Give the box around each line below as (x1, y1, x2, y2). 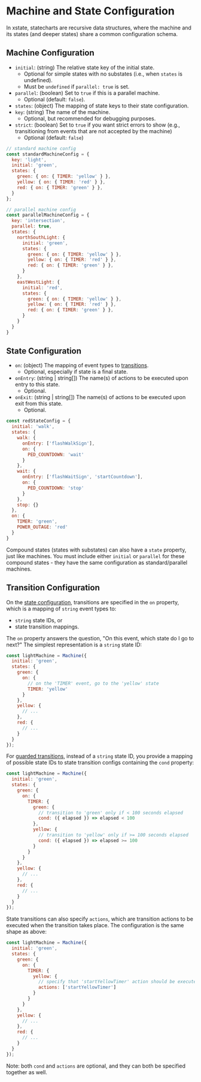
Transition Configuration (6, 583, 100, 593)
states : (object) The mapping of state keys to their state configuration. (14, 102, 189, 109)
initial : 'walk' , (11, 424, 55, 430)
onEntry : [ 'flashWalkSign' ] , (22, 440, 95, 446)
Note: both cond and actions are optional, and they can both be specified (6, 1062, 186, 1069)
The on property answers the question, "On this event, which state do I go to (6, 634, 194, 642)
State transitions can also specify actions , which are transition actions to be (6, 915, 193, 922)
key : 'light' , (11, 157, 47, 163)
